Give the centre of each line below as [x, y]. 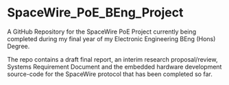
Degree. [19, 46]
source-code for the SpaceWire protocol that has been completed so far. [110, 74]
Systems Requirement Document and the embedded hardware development [114, 66]
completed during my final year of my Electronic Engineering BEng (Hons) [111, 38]
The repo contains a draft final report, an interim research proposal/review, [112, 59]
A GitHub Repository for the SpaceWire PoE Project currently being [102, 32]
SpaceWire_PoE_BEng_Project [95, 13]
